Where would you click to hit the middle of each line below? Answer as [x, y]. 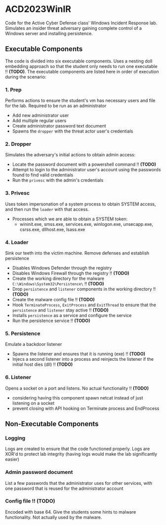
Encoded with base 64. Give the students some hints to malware [71, 512]
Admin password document [39, 472]
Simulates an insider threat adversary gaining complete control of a [74, 28]
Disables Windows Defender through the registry [62, 268]
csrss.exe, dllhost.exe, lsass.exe [52, 229]
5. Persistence [23, 333]
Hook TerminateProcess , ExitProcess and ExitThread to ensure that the [84, 305]
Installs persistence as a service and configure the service [72, 315]
